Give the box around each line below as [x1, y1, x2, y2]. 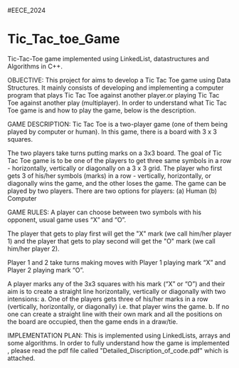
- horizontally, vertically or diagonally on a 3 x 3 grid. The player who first [7, 164, 223, 172]
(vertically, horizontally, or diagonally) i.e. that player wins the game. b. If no [7, 302, 230, 310]
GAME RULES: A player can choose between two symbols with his [7, 208, 201, 216]
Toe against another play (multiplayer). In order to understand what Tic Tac [7, 98, 228, 107]
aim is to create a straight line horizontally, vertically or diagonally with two [7, 287, 226, 295]
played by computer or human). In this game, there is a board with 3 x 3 [7, 127, 217, 136]
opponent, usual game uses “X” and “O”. [7, 215, 127, 224]
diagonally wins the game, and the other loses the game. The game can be [7, 179, 226, 187]
